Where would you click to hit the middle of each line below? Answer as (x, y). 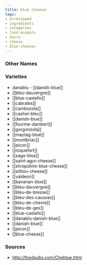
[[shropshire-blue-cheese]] (40, 166)
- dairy (13, 37)
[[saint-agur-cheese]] (34, 161)
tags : (11, 14)
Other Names (21, 64)
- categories (18, 28)
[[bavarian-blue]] (29, 182)
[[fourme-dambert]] (32, 124)
